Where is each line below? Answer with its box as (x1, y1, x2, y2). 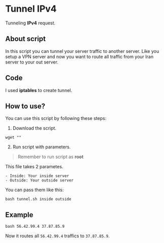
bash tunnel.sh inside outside (5, 197, 72, 202)
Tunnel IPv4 (5, 3, 57, 15)
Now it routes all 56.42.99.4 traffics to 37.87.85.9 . (5, 233, 110, 239)
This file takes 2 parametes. (5, 164, 63, 170)
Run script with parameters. (12, 144, 71, 150)
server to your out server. (5, 59, 58, 65)
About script (5, 35, 46, 43)
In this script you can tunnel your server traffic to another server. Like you (5, 48, 159, 54)
